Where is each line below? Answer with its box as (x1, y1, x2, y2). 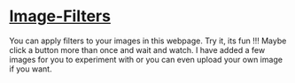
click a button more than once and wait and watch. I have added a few (9, 44, 266, 55)
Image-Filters (9, 6, 111, 26)
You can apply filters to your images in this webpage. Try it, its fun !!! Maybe (9, 35, 287, 46)
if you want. (9, 64, 52, 74)
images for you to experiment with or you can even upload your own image (9, 54, 283, 64)
